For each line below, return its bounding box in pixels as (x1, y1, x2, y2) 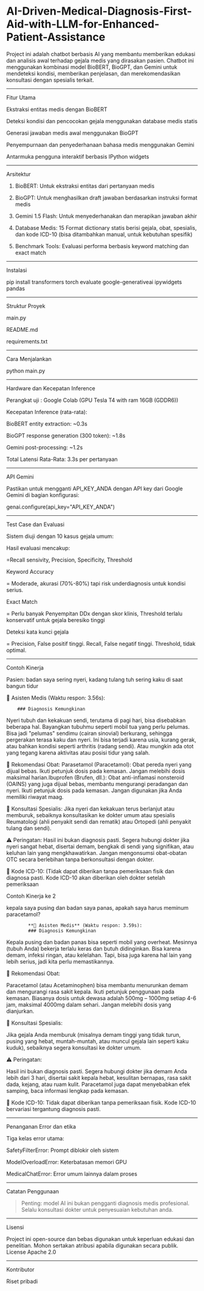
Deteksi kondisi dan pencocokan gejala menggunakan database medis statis (6, 117, 198, 124)
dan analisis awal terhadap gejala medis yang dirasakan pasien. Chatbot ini (6, 57, 194, 64)
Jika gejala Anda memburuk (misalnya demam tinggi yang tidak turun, (6, 1031, 181, 1038)
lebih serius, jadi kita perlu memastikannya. (6, 957, 114, 965)
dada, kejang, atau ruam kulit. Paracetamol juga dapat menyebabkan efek (6, 1081, 191, 1088)
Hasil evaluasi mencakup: (6, 544, 70, 551)
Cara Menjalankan (6, 355, 52, 362)
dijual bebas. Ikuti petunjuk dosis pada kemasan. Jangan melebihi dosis (6, 767, 185, 774)
